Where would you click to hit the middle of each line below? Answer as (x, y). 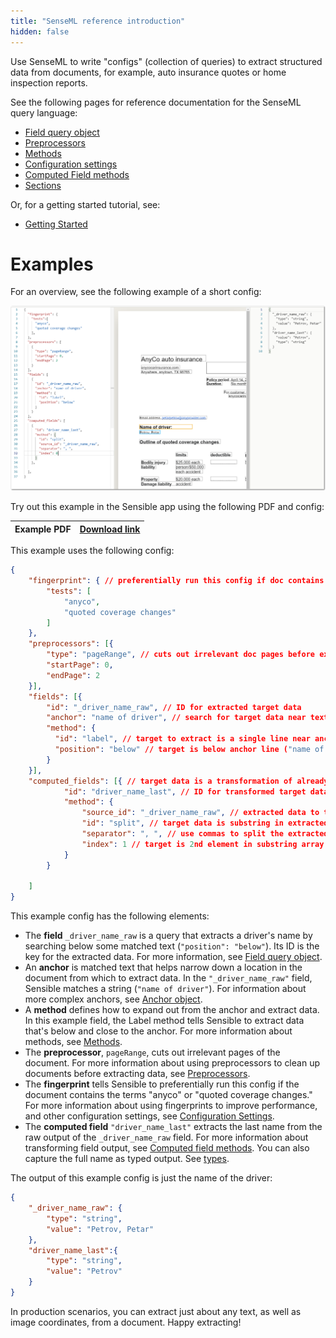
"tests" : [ (69, 591)
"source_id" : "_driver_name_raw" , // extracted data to (200, 813)
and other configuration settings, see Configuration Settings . (149, 1116)
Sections (43, 185)
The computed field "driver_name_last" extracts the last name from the (173, 1127)
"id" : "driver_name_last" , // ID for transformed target (185, 791)
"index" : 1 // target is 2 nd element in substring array (203, 844)
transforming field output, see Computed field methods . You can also (167, 1148)
